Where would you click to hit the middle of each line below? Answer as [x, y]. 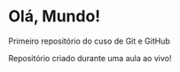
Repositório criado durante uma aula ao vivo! [90, 58]
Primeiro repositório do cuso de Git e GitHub [89, 41]
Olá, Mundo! [55, 16]
